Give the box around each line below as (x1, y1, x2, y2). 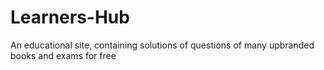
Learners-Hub (10, 6, 130, 29)
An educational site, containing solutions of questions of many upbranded (10, 39, 315, 51)
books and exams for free (10, 49, 117, 61)
